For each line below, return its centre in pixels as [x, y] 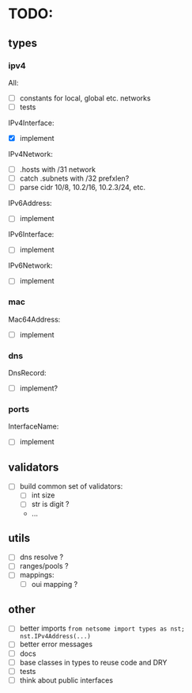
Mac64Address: [34, 319]
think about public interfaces [66, 680]
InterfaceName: [34, 426]
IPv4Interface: [31, 123]
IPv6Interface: [31, 234]
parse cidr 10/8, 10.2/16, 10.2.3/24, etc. [83, 188]
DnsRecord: [27, 373]
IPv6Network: [30, 265]
